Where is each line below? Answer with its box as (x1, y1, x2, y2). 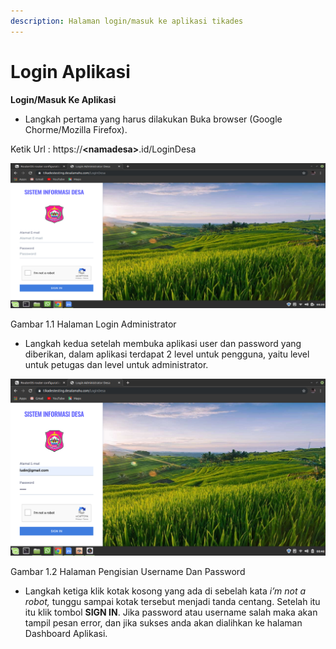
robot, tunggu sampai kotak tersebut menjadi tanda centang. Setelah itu (24, 595, 321, 607)
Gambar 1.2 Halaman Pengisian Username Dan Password (10, 565, 246, 577)
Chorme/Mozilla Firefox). (24, 123, 128, 135)
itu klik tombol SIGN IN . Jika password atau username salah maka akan (24, 606, 318, 618)
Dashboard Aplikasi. (24, 627, 108, 639)
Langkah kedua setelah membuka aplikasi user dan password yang (24, 337, 302, 349)
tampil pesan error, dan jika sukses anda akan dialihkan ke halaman (24, 616, 303, 629)
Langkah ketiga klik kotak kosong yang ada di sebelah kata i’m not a (24, 585, 307, 597)
